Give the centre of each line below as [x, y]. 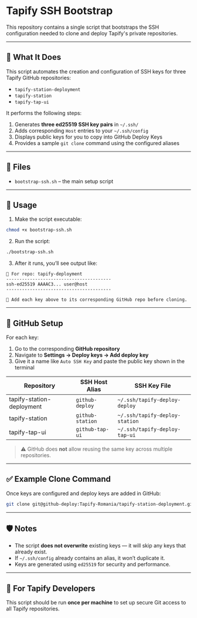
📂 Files [18, 167]
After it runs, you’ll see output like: [56, 263]
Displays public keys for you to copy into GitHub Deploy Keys [89, 137]
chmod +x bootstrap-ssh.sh [39, 230]
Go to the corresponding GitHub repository [67, 348]
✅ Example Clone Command [59, 479]
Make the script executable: [48, 219]
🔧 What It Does [34, 57]
